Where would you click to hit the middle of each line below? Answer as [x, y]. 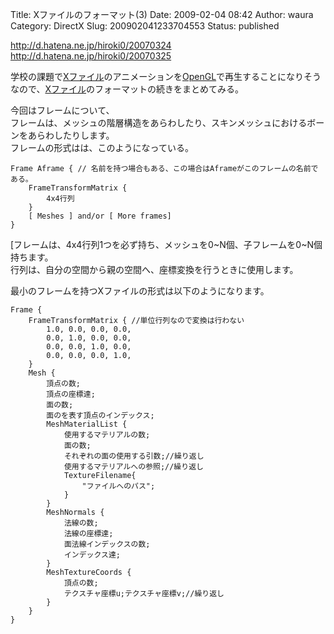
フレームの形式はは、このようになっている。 [102, 147]
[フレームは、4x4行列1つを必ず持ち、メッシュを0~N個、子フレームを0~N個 [166, 244]
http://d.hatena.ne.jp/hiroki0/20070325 [91, 56]
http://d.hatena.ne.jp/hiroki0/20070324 [91, 45]
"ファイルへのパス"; [118, 486]
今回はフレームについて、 [62, 110]
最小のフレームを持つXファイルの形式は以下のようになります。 [140, 291]
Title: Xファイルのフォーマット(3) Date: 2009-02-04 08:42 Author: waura [162, 14]
